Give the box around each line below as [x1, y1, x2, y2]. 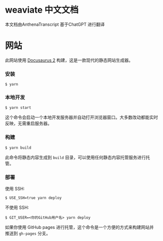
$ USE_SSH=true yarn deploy [5, 195, 62, 201]
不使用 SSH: [5, 205, 29, 210]
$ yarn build [5, 145, 32, 150]
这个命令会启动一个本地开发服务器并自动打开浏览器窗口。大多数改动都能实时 [5, 115, 158, 120]
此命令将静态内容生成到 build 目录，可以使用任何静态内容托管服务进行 [5, 154, 146, 160]
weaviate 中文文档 [5, 4, 79, 16]
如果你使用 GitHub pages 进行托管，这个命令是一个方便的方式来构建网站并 [5, 224, 154, 230]
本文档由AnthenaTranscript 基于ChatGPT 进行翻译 [5, 21, 105, 27]
